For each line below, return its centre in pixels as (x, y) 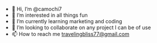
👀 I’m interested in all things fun (50, 15)
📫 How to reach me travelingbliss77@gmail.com (71, 34)
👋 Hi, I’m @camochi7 (37, 9)
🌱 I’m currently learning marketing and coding (67, 21)
